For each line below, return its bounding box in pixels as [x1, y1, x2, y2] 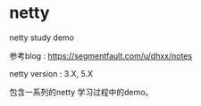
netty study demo [9, 32, 74, 43]
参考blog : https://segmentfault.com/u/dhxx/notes [9, 50, 193, 61]
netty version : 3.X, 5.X [9, 68, 94, 78]
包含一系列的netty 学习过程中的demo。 [9, 86, 154, 97]
